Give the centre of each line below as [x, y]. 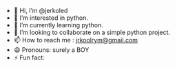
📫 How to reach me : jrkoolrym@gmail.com [76, 40]
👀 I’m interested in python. [51, 18]
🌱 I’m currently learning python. [58, 25]
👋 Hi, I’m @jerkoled [41, 11]
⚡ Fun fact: [29, 57]
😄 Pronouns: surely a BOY [51, 50]
